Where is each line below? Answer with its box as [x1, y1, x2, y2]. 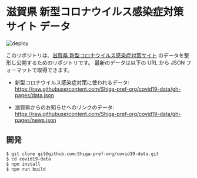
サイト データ [6, 20, 71, 33]
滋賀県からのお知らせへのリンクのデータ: [14, 104, 115, 111]
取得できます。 [36, 66, 73, 73]
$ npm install [6, 161, 41, 167]
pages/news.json [14, 117, 57, 124]
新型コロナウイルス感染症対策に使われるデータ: [14, 78, 130, 85]
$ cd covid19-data [6, 156, 51, 162]
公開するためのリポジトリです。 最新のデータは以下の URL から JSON [16, 59, 185, 66]
